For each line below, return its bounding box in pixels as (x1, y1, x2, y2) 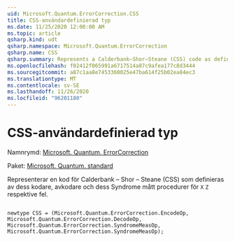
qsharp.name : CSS (7, 50, 58, 57)
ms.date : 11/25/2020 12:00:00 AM (7, 23, 105, 30)
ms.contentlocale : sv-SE (7, 82, 80, 89)
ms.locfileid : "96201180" (7, 95, 83, 102)
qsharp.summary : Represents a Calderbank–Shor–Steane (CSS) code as (7, 56, 211, 63)
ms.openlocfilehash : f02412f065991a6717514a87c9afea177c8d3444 (7, 62, 196, 69)
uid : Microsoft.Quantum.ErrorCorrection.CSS (7, 10, 139, 17)
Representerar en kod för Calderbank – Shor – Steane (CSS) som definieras (7, 175, 225, 183)
